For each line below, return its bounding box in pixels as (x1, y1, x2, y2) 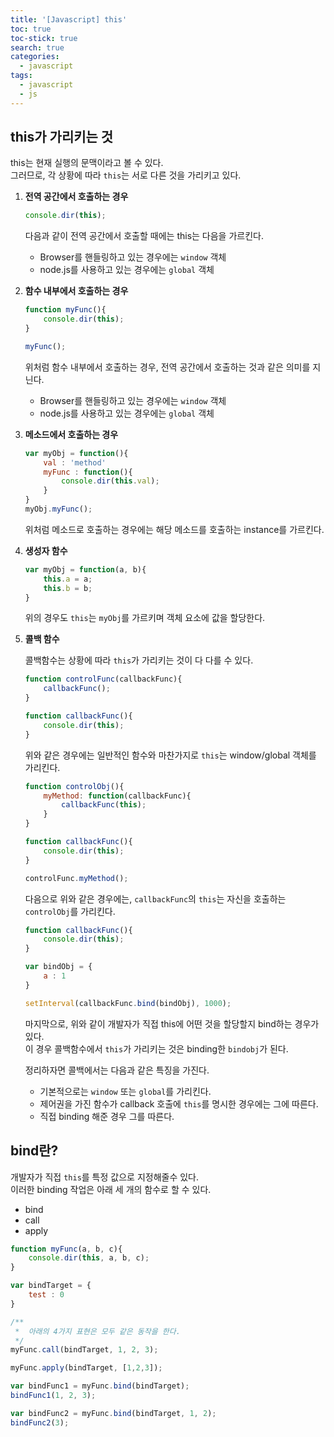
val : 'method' (43, 457, 107, 468)
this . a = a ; (43, 574, 93, 584)
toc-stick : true (10, 33, 78, 43)
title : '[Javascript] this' (10, 14, 128, 25)
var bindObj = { (24, 962, 93, 972)
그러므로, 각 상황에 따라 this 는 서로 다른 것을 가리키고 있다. (10, 169, 242, 181)
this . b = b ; (43, 583, 93, 593)
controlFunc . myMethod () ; (24, 873, 129, 883)
